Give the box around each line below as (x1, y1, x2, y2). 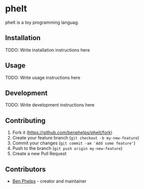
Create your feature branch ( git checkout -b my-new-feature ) (12, 135, 140, 141)
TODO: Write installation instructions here (5, 47, 90, 53)
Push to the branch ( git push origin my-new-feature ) (12, 145, 123, 151)
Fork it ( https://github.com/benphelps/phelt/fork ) (12, 129, 113, 135)
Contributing (5, 116, 46, 125)
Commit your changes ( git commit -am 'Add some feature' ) (12, 140, 136, 146)
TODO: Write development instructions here (5, 102, 95, 108)
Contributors (5, 165, 46, 174)
